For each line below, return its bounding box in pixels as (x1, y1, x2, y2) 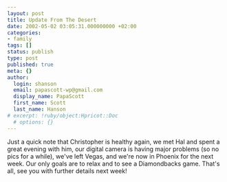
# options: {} (13, 118, 54, 126)
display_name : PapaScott (13, 93, 85, 100)
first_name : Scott (13, 100, 67, 106)
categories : (7, 29, 41, 36)
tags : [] (7, 42, 32, 49)
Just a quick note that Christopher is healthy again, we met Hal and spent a (7, 137, 220, 146)
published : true (7, 61, 54, 68)
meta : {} (7, 67, 32, 74)
